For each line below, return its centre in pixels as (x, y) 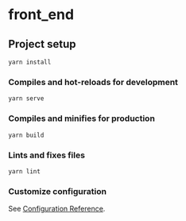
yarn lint (25, 171)
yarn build (26, 135)
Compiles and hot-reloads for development (93, 82)
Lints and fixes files (47, 155)
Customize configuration (58, 191)
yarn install (30, 62)
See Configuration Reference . (57, 209)
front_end (41, 15)
